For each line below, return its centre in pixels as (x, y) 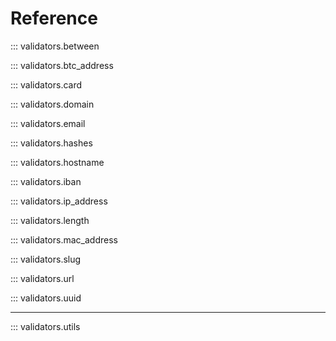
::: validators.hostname (57, 162)
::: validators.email (48, 123)
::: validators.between (55, 46)
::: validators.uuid (46, 298)
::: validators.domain (52, 104)
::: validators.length (50, 220)
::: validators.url (42, 278)
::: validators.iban (46, 181)
